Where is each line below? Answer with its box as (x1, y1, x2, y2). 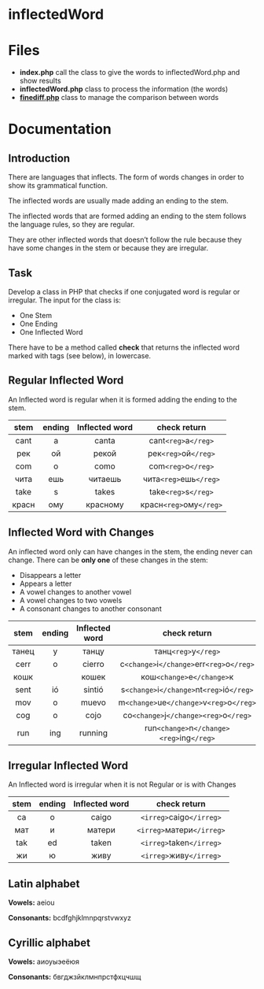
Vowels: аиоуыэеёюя (8, 957, 80, 966)
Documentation (8, 120, 112, 139)
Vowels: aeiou (8, 898, 55, 907)
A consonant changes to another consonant (19, 604, 163, 613)
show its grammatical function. (8, 181, 108, 191)
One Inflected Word (19, 327, 83, 336)
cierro (82, 658, 104, 669)
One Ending (19, 319, 58, 328)
